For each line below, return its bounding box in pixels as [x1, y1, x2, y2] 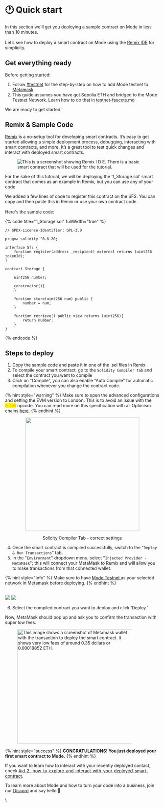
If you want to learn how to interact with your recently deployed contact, [5, 762, 151, 769]
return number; [23, 318, 54, 323]
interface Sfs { [5, 245, 38, 250]
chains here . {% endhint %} [5, 408, 61, 414]
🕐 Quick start [5, 4, 62, 16]
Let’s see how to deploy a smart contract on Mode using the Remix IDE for [5, 39, 155, 45]
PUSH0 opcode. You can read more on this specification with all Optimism [5, 403, 151, 409]
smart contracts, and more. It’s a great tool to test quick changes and [5, 144, 144, 150]
